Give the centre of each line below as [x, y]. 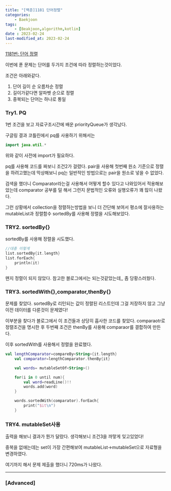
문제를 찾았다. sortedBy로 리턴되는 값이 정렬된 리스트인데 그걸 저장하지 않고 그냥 [85, 304]
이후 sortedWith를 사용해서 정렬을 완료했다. [49, 344]
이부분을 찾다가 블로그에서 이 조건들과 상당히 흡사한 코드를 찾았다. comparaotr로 [85, 321]
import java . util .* [26, 145]
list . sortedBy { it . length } [33, 254]
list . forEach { [20, 258]
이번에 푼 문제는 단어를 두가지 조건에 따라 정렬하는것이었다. [64, 64]
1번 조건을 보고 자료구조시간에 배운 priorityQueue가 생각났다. [66, 125]
